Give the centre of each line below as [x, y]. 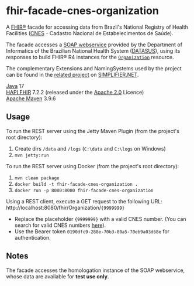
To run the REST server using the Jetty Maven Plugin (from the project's [93, 131]
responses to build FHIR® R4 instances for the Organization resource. [90, 57]
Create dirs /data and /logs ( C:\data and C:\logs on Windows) [90, 148]
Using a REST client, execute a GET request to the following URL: [84, 201]
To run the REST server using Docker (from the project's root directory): [93, 166]
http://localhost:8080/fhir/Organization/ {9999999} [65, 207]
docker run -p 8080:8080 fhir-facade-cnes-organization [84, 190]
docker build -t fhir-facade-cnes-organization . [76, 184]
